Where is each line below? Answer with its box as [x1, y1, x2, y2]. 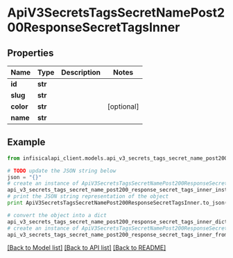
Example [7, 136, 46, 148]
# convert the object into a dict [7, 212, 107, 219]
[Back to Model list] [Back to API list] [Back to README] [7, 243, 166, 252]
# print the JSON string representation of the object [7, 193, 169, 200]
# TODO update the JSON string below [7, 167, 116, 174]
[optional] [107, 102, 139, 111]
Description [61, 68, 101, 77]
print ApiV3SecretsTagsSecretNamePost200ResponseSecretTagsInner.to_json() [7, 199, 231, 207]
